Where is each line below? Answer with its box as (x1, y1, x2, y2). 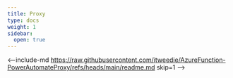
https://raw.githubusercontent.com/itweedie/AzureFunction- (50, 56, 226, 64)
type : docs (7, 17, 40, 24)
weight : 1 (7, 23, 37, 30)
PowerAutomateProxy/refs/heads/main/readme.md (7, 63, 155, 72)
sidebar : (7, 30, 33, 37)
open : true (13, 37, 46, 44)
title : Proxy (7, 10, 46, 18)
